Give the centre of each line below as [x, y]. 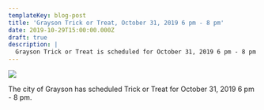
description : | [33, 45]
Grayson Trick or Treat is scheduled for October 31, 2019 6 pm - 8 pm [136, 52]
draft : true [28, 37]
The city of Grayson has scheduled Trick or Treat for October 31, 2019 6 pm [131, 89]
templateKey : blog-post [47, 15]
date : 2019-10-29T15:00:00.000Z [61, 30]
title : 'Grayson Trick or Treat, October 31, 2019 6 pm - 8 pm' [116, 23]
